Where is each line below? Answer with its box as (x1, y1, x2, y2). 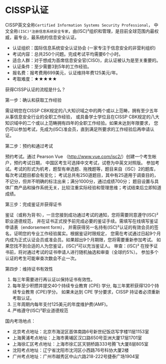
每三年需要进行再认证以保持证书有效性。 (12, 276, 95, 282)
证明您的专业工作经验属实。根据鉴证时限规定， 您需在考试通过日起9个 (13, 230, 157, 236)
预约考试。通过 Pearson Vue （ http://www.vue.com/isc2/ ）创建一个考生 (5, 153, 153, 159)
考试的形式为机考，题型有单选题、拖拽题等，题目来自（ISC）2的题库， (13, 166, 159, 172)
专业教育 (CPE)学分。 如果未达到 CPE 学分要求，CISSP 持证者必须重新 (16, 289, 160, 294)
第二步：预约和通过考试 (5, 143, 53, 149)
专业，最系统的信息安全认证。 (18, 34, 79, 40)
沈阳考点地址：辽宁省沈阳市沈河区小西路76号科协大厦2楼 (12, 347, 129, 353)
